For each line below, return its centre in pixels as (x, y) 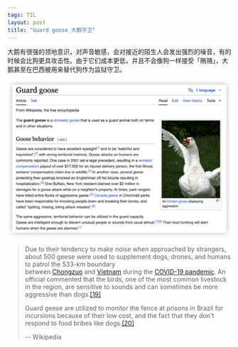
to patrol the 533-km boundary (70, 264)
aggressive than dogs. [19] (63, 294)
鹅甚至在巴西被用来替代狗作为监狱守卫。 (66, 70)
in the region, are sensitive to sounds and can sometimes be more (121, 287)
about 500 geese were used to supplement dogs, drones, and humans (128, 257)
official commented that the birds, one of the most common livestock (126, 280)
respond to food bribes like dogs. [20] (80, 324)
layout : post (27, 22)
